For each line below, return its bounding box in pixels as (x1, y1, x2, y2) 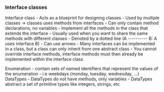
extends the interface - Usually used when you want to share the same (5, 31, 148, 37)
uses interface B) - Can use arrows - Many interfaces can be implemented (5, 41, 155, 47)
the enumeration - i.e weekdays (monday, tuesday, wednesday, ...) (5, 71, 140, 77)
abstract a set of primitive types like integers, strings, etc (5, 81, 120, 87)
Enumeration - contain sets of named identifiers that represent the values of (5, 66, 158, 72)
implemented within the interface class (5, 56, 83, 62)
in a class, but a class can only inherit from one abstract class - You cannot (5, 46, 157, 52)
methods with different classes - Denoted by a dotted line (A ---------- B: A (5, 36, 158, 41)
